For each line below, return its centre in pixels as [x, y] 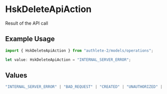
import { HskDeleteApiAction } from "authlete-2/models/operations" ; [79, 51]
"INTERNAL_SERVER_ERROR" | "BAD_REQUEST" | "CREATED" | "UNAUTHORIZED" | [84, 87]
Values [16, 75]
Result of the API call [27, 23]
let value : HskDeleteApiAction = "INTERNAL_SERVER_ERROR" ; [68, 60]
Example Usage [30, 39]
